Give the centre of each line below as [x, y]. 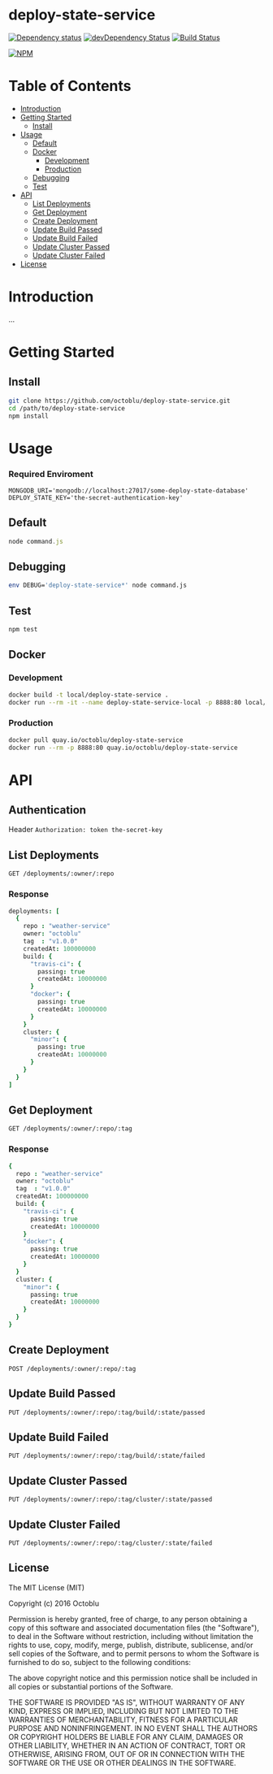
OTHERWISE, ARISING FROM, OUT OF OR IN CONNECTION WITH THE [127, 1754]
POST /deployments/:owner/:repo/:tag [72, 1368]
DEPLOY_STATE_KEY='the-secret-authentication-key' [96, 497]
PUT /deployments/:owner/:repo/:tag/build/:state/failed [107, 1456]
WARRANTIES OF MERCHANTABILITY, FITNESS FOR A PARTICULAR [123, 1720]
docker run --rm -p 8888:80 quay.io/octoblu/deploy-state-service [123, 748]
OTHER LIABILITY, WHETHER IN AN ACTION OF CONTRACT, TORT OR [127, 1746]
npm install [28, 416]
